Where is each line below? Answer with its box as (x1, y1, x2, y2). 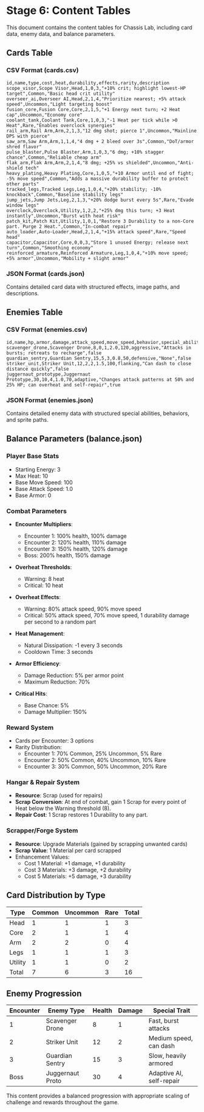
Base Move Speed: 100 (15, 478, 73, 486)
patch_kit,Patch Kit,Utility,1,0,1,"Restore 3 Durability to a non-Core (6, 218, 194, 224)
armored (148, 1059, 173, 1068)
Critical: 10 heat (24, 582, 64, 589)
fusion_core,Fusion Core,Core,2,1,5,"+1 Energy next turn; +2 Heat (6, 106, 181, 112)
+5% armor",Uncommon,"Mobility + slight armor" (6, 255, 129, 261)
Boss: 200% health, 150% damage (24, 551, 111, 559)
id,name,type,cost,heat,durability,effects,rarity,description (6, 80, 170, 86)
